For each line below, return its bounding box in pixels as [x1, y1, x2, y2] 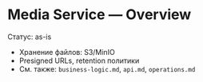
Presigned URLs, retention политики [18, 56, 140, 65]
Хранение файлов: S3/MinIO [18, 47, 115, 57]
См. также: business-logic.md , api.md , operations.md [18, 64, 196, 73]
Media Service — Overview [7, 6, 192, 24]
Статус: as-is [7, 32, 52, 41]
